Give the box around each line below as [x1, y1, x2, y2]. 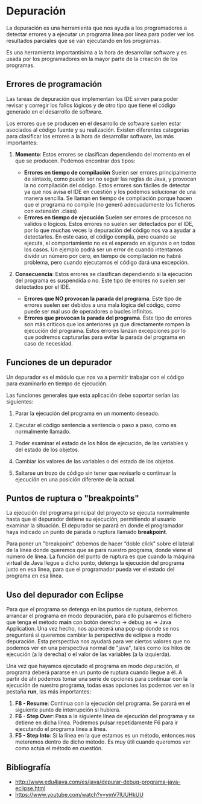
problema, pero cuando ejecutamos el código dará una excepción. [24, 259, 189, 266]
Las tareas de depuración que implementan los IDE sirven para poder [6, 95, 178, 102]
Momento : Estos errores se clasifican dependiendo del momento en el [14, 150, 191, 158]
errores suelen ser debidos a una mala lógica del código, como [24, 301, 181, 309]
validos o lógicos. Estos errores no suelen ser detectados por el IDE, [24, 220, 194, 227]
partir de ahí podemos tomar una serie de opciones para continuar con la [6, 675, 188, 683]
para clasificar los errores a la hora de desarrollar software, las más [6, 132, 174, 140]
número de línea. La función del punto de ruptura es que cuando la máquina [6, 553, 195, 560]
